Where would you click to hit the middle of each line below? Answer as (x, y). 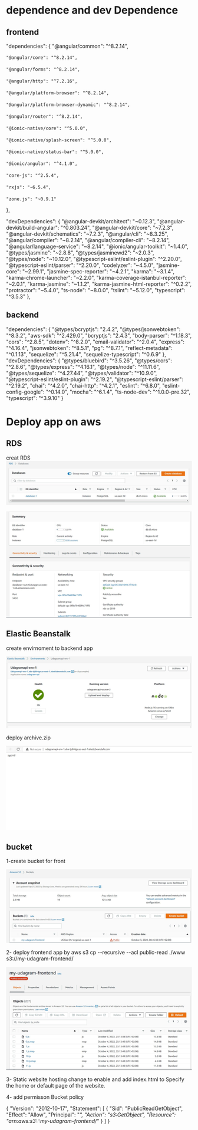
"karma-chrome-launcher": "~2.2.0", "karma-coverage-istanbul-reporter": (96, 278)
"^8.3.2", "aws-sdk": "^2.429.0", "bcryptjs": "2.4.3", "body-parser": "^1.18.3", (99, 335)
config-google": (26, 392)
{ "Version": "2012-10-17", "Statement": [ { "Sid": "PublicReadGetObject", (95, 1109)
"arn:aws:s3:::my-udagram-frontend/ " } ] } (58, 1121)
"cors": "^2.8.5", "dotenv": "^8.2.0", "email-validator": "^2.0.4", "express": (95, 342)
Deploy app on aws (54, 422)
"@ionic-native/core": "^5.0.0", (47, 128)
